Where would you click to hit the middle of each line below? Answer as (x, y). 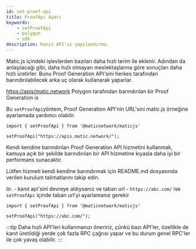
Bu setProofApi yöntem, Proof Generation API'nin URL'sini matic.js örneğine (97, 109)
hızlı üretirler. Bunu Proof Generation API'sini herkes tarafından (82, 74)
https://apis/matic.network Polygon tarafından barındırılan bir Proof (87, 91)
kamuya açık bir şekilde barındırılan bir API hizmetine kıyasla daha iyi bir (93, 153)
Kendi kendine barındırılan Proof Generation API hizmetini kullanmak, (89, 147)
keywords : (18, 22)
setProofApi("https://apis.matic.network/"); (63, 136)
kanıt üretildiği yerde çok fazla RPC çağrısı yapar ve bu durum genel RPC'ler (98, 233)
